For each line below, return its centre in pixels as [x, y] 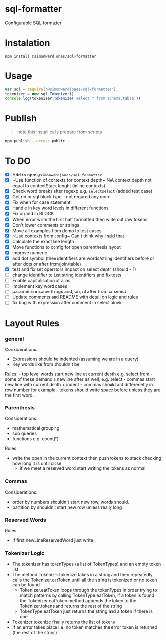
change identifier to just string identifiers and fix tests [67, 275]
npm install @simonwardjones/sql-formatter [51, 56]
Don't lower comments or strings [46, 225]
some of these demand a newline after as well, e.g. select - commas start [80, 379]
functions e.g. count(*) [35, 439]
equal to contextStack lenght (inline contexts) [59, 186]
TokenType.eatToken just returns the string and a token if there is [86, 611]
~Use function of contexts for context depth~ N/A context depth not [82, 180]
